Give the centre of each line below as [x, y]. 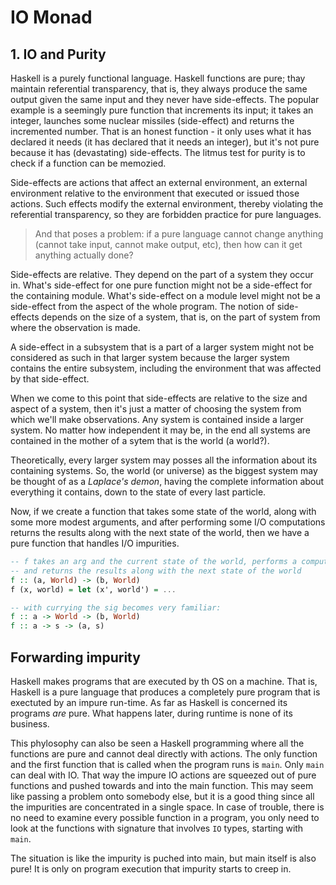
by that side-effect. [50, 379]
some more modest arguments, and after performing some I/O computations [168, 522]
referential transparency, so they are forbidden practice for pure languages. [166, 214]
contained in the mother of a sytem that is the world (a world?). [140, 440]
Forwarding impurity [75, 657]
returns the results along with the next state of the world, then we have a [160, 532]
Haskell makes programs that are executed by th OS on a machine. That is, [164, 681]
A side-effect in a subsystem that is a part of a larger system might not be [162, 347]
